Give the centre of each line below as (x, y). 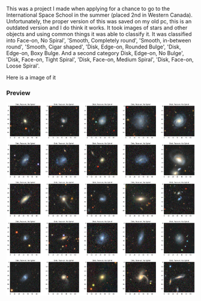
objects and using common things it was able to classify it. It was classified (99, 34)
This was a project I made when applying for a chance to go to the (88, 9)
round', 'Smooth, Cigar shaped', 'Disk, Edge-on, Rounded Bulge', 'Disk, (94, 47)
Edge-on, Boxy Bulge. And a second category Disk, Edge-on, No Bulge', (95, 53)
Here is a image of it (31, 77)
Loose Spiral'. (23, 66)
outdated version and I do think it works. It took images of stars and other (97, 28)
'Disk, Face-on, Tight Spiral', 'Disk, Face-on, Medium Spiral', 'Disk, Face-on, (100, 60)
